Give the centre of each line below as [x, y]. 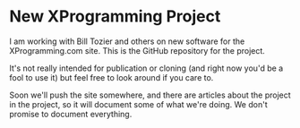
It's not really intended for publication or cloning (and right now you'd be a [146, 68]
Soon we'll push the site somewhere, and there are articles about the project [150, 95]
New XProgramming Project [115, 17]
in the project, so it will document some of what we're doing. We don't [138, 104]
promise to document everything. [71, 114]
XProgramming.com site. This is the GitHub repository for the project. [137, 50]
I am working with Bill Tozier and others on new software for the [127, 41]
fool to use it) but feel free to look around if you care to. [111, 77]
